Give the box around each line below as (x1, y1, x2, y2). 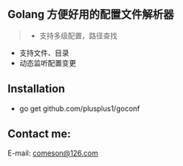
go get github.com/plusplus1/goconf (19, 104, 140, 113)
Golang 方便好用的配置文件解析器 (7, 7, 174, 22)
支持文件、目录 (19, 48, 69, 57)
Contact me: (7, 127, 72, 141)
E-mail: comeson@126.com (7, 148, 98, 158)
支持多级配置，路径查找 (39, 31, 118, 40)
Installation (7, 82, 65, 96)
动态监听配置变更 (19, 57, 77, 67)
